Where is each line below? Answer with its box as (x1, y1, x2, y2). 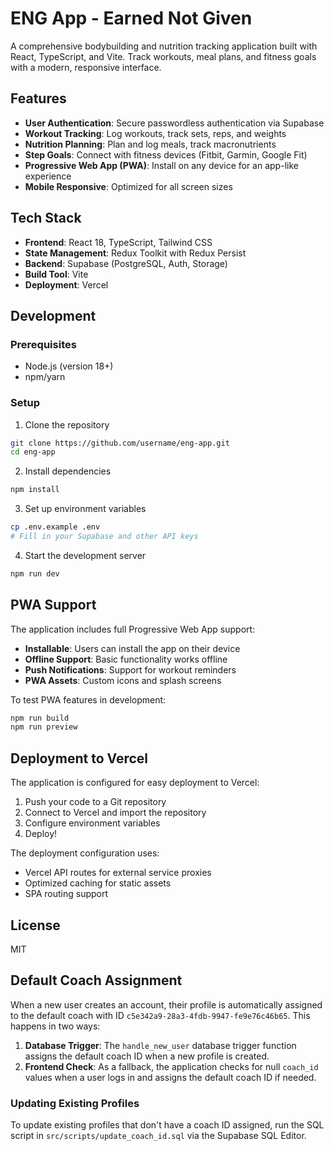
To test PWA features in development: (10, 693, 167, 706)
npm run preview (10, 722, 78, 732)
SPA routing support (24, 888, 109, 900)
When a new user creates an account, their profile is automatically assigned (10, 998, 323, 1011)
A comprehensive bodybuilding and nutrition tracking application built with (10, 40, 318, 52)
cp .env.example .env (10, 522, 101, 532)
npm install (10, 485, 60, 495)
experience (24, 170, 72, 182)
